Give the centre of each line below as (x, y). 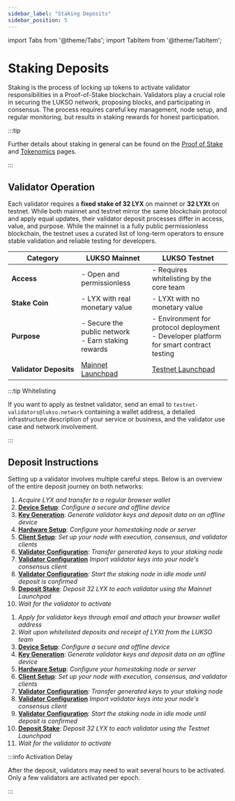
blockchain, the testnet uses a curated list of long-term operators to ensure (116, 234)
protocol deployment (186, 327)
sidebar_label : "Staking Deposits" (60, 14)
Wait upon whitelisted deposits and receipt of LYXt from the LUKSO (115, 632)
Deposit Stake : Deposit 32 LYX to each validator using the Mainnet (115, 589)
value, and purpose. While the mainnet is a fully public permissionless (108, 226)
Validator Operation (52, 187)
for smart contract (181, 345)
